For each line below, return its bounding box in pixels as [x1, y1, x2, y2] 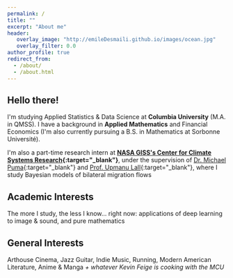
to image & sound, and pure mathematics [7, 217, 125, 225]
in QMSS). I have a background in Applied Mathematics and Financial [7, 120, 208, 129]
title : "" [7, 17, 36, 24]
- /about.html [13, 68, 54, 75]
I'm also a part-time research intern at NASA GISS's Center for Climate [7, 148, 212, 157]
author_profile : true [7, 49, 70, 56]
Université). [7, 135, 40, 144]
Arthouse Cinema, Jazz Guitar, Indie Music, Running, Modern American [7, 255, 211, 263]
